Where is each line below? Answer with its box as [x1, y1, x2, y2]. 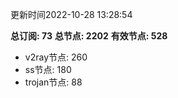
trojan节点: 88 [24, 76, 83, 88]
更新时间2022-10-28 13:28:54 [10, 9, 133, 20]
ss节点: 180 [24, 64, 72, 75]
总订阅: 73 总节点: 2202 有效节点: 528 [10, 30, 168, 42]
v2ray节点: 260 [24, 51, 88, 63]
